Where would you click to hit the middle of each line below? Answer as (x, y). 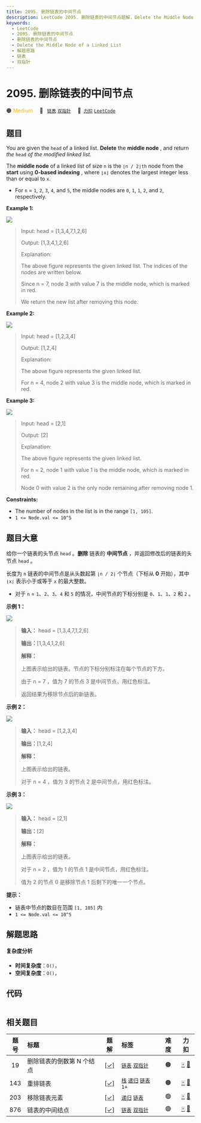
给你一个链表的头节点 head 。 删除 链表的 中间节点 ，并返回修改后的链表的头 (99, 553)
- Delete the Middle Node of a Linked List (66, 46)
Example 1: (20, 208)
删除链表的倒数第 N (54, 1061)
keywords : (19, 23)
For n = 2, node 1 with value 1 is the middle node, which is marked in (105, 470)
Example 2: (20, 314)
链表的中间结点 (48, 1110)
